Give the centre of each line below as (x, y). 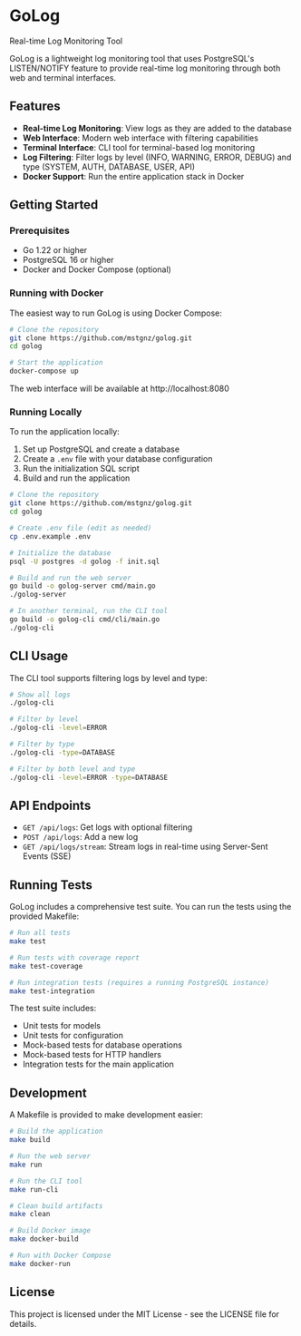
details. (23, 1323)
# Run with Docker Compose (60, 1256)
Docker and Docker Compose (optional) (97, 269)
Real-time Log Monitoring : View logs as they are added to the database (157, 128)
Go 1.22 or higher (55, 250)
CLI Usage (39, 656)
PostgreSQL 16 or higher (68, 260)
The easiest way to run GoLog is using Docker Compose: (116, 313)
